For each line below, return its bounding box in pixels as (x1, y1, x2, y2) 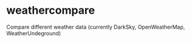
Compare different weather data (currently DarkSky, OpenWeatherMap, (6, 23, 186, 30)
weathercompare (6, 4, 95, 17)
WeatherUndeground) (6, 29, 61, 36)
